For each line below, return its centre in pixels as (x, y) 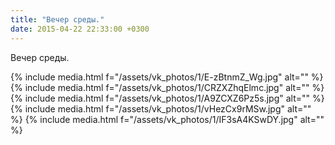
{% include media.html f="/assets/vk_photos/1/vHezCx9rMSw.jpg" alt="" (161, 108)
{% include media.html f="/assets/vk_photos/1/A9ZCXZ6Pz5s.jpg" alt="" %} (167, 98)
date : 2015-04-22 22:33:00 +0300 (80, 29)
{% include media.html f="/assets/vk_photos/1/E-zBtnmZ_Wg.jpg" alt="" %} (167, 77)
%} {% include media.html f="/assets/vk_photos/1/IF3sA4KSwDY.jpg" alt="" (167, 119)
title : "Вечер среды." (57, 19)
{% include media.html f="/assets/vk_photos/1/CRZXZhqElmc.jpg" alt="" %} (167, 87)
